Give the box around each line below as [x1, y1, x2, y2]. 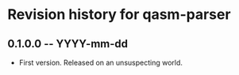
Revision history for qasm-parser [7, 6, 231, 24]
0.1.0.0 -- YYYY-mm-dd [7, 37, 129, 51]
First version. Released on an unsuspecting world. [18, 58, 183, 67]
